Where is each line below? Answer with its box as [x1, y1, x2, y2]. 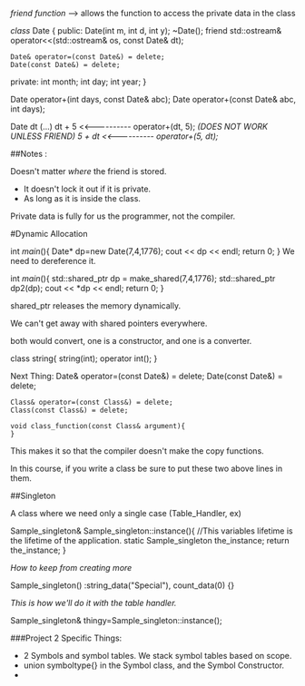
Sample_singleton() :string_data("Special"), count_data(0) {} [10, 580, 235, 591]
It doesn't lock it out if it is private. [23, 183, 152, 194]
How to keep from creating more [10, 563, 133, 573]
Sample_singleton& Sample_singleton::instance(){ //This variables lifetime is [10, 525, 293, 536]
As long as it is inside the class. [23, 193, 142, 203]
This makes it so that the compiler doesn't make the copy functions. [10, 446, 264, 456]
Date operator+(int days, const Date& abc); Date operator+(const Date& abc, [10, 94, 297, 104]
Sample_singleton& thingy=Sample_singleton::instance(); [10, 615, 222, 625]
